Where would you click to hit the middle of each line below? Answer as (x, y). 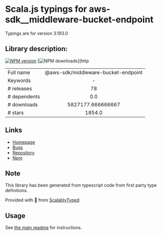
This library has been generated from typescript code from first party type (81, 185)
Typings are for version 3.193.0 (37, 33)
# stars (16, 112)
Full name (19, 72)
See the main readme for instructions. (44, 228)
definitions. (17, 190)
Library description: (36, 49)
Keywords (19, 80)
